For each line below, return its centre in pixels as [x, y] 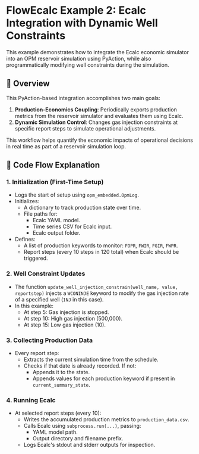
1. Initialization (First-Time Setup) [55, 182]
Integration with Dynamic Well [82, 23]
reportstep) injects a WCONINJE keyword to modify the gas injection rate [102, 293]
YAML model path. [55, 432]
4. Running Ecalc [31, 400]
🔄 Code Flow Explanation [53, 165]
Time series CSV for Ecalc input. [72, 226]
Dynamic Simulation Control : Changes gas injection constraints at [96, 122]
